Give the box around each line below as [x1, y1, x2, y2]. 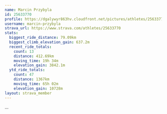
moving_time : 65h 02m [13, 81, 58, 86]
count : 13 [13, 49, 34, 54]
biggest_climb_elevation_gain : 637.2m [9, 40, 90, 45]
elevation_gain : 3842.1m [13, 63, 65, 68]
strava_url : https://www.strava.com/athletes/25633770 [4, 26, 121, 31]
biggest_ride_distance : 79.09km [9, 35, 77, 40]
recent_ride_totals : [9, 44, 52, 49]
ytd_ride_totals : [9, 68, 45, 73]
